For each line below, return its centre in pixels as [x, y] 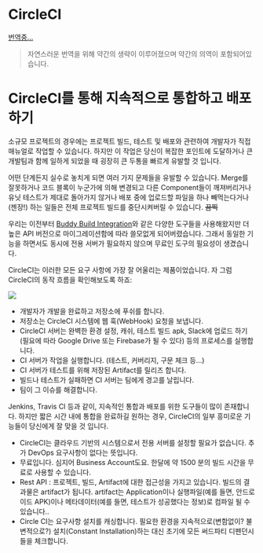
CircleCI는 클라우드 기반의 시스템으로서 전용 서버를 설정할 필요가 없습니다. [133, 442]
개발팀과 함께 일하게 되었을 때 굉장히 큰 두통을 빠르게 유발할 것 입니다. [115, 161]
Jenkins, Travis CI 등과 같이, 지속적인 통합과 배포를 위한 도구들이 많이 [115, 406]
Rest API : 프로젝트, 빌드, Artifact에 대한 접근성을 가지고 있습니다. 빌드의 [130, 482]
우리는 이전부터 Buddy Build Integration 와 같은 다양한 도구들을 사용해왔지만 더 [129, 223]
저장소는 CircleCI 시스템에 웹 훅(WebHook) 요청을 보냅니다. [111, 320]
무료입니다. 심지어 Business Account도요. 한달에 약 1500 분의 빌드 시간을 [133, 462]
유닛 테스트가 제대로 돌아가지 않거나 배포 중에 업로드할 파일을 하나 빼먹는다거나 [129, 197]
